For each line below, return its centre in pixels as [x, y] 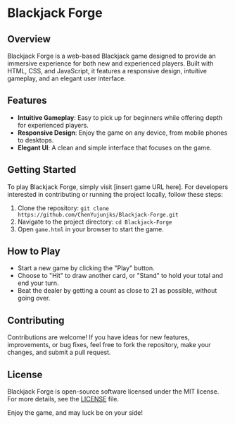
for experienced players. [53, 125]
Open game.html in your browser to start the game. [90, 229]
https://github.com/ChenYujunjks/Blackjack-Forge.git [98, 214]
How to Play [34, 252]
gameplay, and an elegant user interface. [67, 78]
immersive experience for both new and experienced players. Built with [110, 63]
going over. [34, 298]
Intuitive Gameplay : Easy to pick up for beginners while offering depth [120, 117]
